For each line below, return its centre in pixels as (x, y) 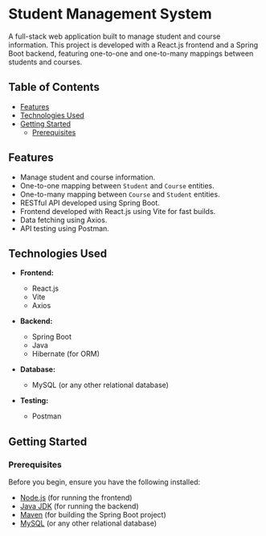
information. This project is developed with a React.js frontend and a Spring (133, 44)
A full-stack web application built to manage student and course (115, 36)
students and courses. (45, 62)
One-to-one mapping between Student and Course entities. (117, 185)
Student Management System (110, 14)
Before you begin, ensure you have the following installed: (104, 482)
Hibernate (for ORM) (66, 354)
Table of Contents (54, 87)
